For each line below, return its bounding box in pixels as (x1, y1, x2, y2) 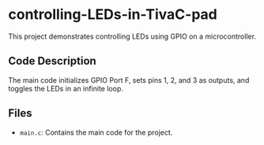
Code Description (8, 54, 96, 68)
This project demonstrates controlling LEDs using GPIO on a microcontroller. (8, 32, 257, 41)
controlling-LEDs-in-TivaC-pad (8, 6, 217, 24)
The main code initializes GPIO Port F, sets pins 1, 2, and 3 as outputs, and (8, 75, 250, 84)
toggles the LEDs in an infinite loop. (8, 84, 124, 93)
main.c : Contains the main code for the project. (19, 128, 173, 137)
